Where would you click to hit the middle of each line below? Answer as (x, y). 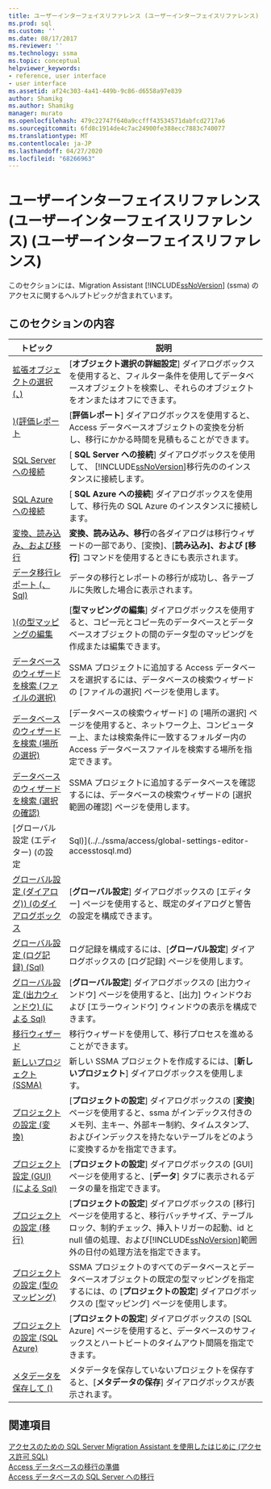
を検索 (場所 (35, 743)
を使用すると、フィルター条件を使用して (145, 376)
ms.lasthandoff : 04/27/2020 (56, 151)
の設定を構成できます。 (113, 916)
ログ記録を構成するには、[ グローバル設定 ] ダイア (162, 949)
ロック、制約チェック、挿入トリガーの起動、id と (162, 1228)
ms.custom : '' (32, 31)
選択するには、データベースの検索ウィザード (170, 679)
